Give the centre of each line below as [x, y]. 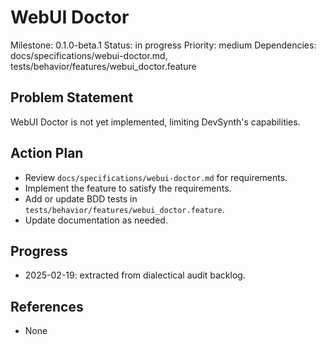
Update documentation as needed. [96, 220]
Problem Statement [72, 97]
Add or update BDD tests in [81, 198]
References [47, 306]
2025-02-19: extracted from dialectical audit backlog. [135, 275]
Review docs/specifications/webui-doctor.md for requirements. [156, 177]
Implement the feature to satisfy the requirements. [128, 188]
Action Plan [47, 153]
